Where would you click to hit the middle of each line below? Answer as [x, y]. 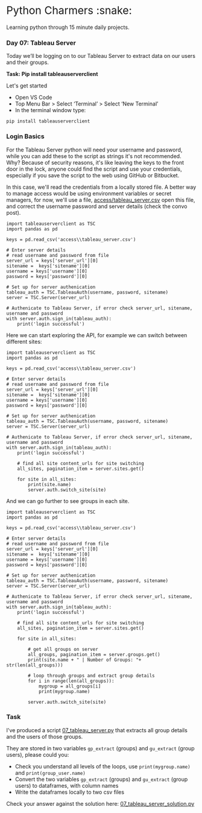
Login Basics [25, 136]
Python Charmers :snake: [69, 11]
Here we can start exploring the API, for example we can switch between [97, 335]
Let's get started [27, 86]
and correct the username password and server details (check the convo [97, 206]
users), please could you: [38, 754]
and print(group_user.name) [50, 773]
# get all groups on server [63, 649]
